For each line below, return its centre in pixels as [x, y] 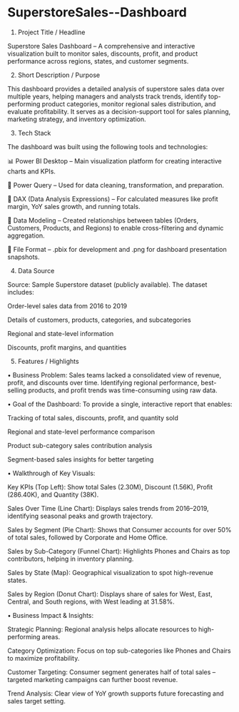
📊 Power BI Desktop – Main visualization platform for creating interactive [115, 161]
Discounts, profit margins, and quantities [67, 347]
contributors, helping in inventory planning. [71, 559]
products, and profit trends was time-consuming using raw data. [123, 390]
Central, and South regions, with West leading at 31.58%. [91, 601]
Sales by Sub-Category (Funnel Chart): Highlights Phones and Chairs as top [119, 551]
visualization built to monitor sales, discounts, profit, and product [103, 54]
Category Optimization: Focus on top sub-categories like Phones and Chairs [119, 651]
